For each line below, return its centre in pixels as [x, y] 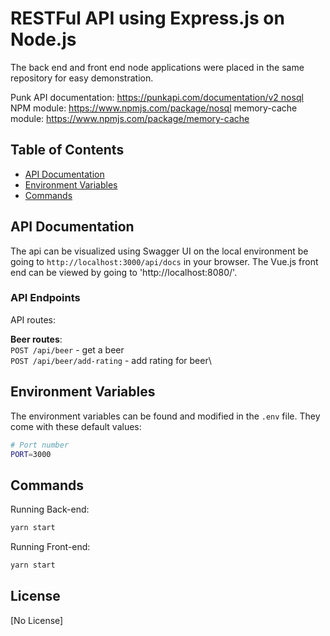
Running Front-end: [50, 547]
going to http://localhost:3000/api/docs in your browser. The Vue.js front [164, 261]
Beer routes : [36, 339]
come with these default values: [76, 426]
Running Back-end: [50, 509]
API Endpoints [45, 298]
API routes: [33, 319]
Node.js [43, 39]
